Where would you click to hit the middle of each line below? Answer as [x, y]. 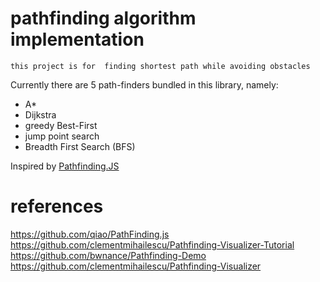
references [57, 206]
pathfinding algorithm [103, 18]
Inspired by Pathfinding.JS [65, 166]
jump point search [62, 136]
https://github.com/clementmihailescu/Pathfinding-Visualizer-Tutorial [152, 244]
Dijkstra [40, 114]
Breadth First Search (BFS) [80, 146]
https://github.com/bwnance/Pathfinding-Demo [108, 255]
